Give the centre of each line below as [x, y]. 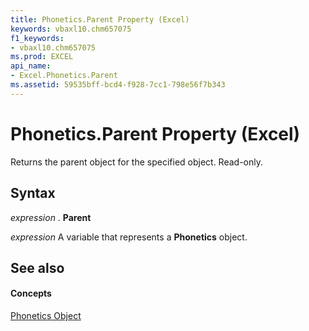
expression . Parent [51, 217]
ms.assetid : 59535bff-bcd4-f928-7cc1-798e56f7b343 [118, 85]
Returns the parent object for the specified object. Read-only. [137, 162]
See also [37, 267]
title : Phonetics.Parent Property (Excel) [100, 19]
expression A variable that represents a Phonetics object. [129, 237]
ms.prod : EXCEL [42, 57]
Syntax [33, 193]
